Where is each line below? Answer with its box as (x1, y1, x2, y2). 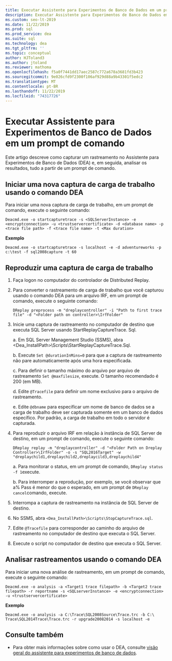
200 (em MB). (12, 378, 42, 384)
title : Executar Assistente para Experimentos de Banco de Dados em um (5, 7, 161, 13)
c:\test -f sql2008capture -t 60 (5, 249, 77, 255)
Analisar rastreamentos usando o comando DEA (5, 555, 162, 564)
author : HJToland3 (5, 55, 45, 61)
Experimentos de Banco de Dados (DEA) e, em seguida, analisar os (5, 160, 147, 166)
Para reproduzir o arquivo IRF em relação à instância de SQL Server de (12, 430, 162, 436)
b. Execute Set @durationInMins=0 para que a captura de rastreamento (12, 352, 162, 358)
